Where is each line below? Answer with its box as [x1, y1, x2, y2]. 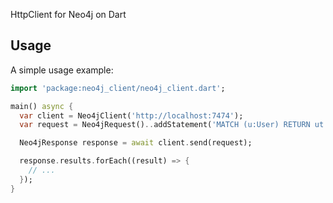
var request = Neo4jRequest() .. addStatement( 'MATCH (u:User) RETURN [19, 120, 311, 130]
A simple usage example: [10, 64, 114, 76]
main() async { [10, 101, 74, 111]
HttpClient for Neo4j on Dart [10, 9, 127, 20]
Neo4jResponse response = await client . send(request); [19, 138, 253, 148]
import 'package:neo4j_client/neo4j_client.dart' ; [10, 83, 226, 93]
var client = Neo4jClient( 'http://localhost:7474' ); [19, 110, 244, 121]
